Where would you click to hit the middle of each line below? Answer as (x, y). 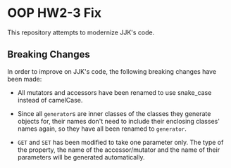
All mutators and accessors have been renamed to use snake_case (114, 92)
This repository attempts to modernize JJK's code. (81, 32)
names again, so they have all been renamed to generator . (102, 129)
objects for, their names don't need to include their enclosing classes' (119, 121)
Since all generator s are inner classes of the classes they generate (114, 113)
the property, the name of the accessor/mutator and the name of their (119, 150)
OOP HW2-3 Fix (55, 13)
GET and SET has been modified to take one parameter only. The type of (120, 142)
